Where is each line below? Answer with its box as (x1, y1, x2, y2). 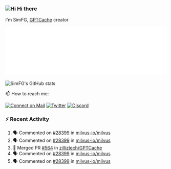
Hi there (17, 5, 37, 12)
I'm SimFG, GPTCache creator (5, 17, 69, 23)
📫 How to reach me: (5, 91, 49, 97)
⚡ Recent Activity (5, 116, 50, 123)
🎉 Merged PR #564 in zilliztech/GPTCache (12, 144, 102, 151)
